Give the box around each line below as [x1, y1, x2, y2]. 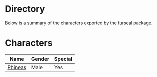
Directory [5, 3, 45, 15]
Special [54, 55, 73, 62]
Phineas [7, 64, 26, 71]
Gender [31, 55, 50, 62]
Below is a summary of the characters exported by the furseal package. [5, 20, 153, 26]
